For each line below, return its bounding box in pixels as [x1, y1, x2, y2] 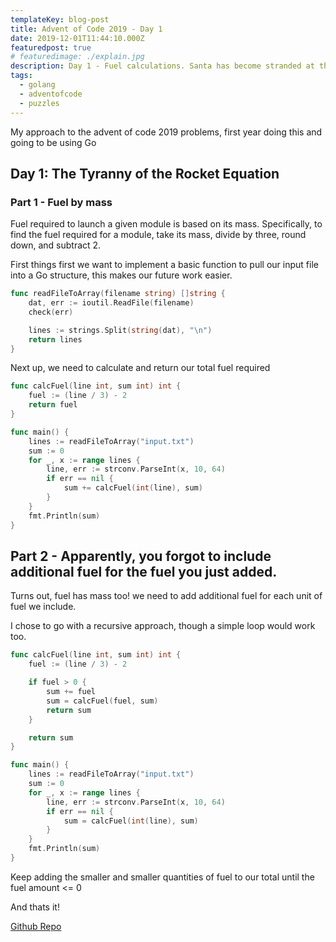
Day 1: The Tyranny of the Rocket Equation [10, 165, 280, 182]
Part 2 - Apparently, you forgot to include [10, 547, 272, 565]
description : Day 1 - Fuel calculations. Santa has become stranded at [10, 61, 315, 71]
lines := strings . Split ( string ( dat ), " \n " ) [28, 325, 213, 335]
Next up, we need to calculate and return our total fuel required [10, 362, 271, 374]
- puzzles [19, 98, 60, 108]
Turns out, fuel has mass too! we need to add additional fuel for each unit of [10, 590, 323, 602]
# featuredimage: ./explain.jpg [10, 52, 145, 62]
